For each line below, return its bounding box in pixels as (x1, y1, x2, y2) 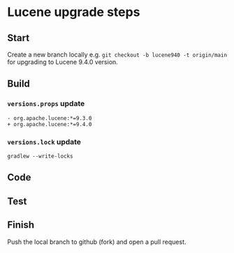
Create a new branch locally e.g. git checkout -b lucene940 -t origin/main (7, 50, 228, 59)
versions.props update (7, 99, 85, 109)
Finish (7, 219, 35, 231)
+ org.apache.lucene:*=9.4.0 (7, 121, 92, 128)
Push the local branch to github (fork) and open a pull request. (7, 238, 187, 246)
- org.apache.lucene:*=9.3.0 (7, 114, 92, 122)
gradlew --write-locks (7, 153, 73, 160)
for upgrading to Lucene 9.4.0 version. (7, 58, 119, 66)
